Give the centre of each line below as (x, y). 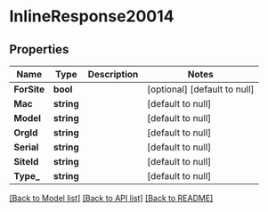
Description (113, 74)
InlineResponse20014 (92, 16)
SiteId (26, 162)
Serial (26, 147)
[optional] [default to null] (200, 89)
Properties (39, 49)
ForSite (29, 89)
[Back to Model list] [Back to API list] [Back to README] (111, 198)
